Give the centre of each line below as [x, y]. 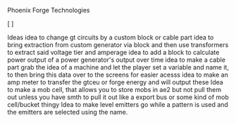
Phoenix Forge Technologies [49, 10]
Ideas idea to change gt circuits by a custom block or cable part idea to [111, 37]
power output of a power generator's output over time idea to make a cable [116, 60]
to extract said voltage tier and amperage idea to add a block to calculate [113, 52]
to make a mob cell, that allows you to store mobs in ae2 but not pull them [114, 90]
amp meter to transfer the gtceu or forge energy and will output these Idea [115, 82]
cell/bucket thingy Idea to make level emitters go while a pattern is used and [118, 104]
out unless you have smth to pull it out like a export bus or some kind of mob [118, 97]
